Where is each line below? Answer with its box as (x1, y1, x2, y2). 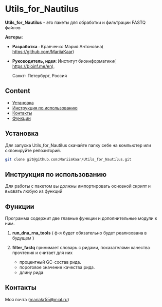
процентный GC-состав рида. (19, 259, 81, 265)
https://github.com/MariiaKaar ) (12, 49, 74, 54)
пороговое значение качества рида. (19, 264, 95, 271)
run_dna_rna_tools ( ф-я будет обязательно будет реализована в (12, 230, 147, 236)
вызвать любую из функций (5, 188, 63, 194)
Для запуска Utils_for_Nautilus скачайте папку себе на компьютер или (5, 142, 151, 148)
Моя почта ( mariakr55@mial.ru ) (5, 296, 70, 302)
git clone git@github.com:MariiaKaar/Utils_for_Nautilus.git (5, 157, 132, 162)
